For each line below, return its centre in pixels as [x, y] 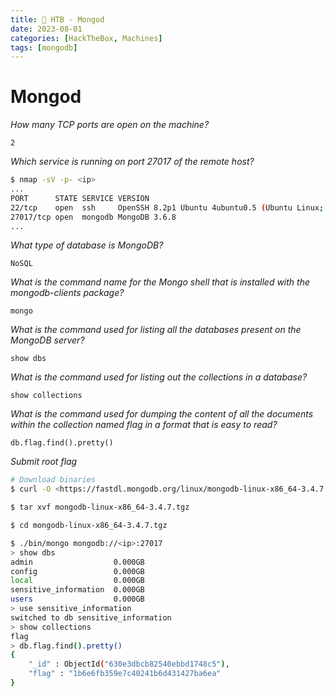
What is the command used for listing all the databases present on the [156, 330]
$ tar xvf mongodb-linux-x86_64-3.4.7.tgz [100, 507]
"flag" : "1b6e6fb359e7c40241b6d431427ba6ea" [125, 674]
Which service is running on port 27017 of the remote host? [132, 162]
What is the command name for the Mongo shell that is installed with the [160, 282]
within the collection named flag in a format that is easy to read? [144, 425]
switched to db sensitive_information [91, 617]
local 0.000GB [77, 581]
